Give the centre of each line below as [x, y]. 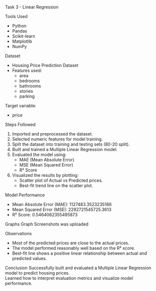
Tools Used [16, 16]
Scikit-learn [23, 36]
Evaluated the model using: [39, 154]
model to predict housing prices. [38, 273]
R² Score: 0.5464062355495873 [45, 215]
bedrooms [30, 81]
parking [27, 96]
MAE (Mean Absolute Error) [47, 160]
